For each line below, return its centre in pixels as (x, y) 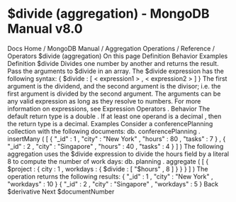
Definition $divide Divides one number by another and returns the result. (113, 63)
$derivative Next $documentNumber (61, 191)
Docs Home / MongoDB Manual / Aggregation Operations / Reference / (111, 48)
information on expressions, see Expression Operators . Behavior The (109, 108)
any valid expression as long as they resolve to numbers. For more (104, 101)
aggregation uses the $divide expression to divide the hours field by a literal (118, 154)
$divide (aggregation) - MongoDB (109, 14)
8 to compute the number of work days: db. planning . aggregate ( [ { (108, 161)
